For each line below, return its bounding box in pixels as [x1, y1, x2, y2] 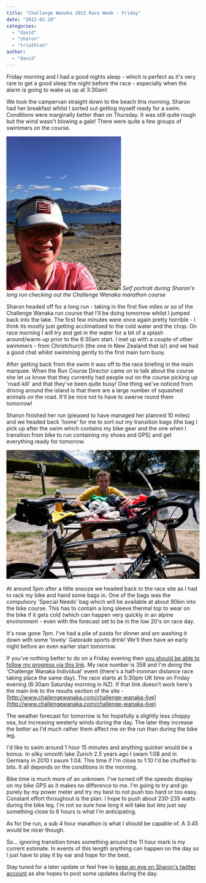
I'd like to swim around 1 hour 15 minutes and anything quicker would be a [6, 744, 193, 751]
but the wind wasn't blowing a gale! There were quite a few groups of [6, 117, 182, 125]
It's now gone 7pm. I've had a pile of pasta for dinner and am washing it [6, 630, 187, 637]
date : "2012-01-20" [6, 16, 56, 23]
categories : [6, 23, 37, 29]
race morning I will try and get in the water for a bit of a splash [6, 329, 164, 336]
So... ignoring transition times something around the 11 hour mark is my [6, 838, 186, 845]
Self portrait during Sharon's [122, 284, 195, 291]
